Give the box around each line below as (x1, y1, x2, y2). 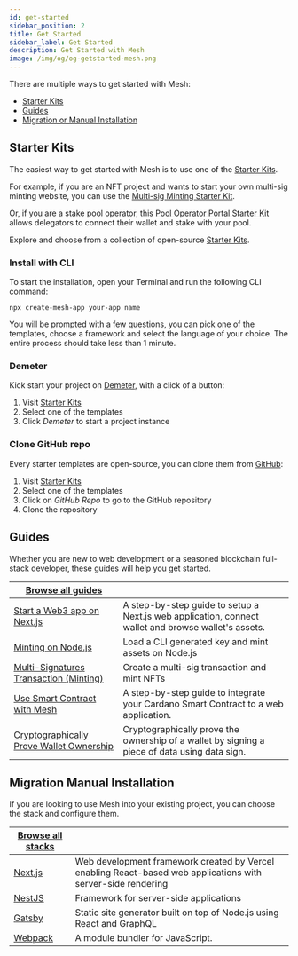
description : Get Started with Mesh (9, 46, 145, 55)
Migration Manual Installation (9, 775, 175, 790)
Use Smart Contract (13, 691, 97, 704)
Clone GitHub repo (9, 438, 91, 451)
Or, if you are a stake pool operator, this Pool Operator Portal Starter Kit (9, 208, 270, 218)
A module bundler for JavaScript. (74, 932, 213, 944)
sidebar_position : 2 (9, 21, 86, 30)
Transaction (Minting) (13, 672, 104, 684)
